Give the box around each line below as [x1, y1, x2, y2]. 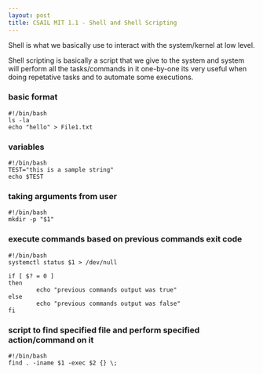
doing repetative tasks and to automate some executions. [8, 72, 194, 82]
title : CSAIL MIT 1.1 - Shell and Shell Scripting [8, 19, 177, 27]
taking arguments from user [8, 191, 118, 202]
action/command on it [8, 334, 94, 345]
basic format [8, 92, 58, 103]
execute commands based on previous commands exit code [8, 234, 243, 245]
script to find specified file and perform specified [8, 325, 200, 336]
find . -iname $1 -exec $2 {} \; [8, 358, 118, 367]
